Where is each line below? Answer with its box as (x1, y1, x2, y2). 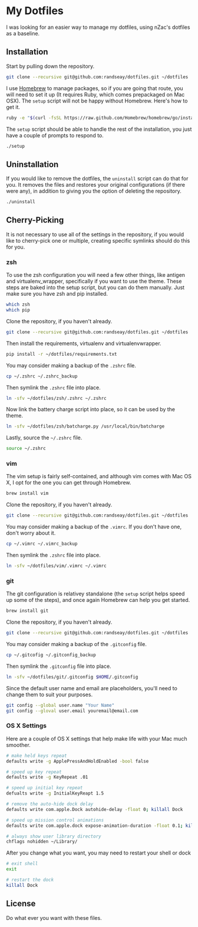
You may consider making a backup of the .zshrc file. (6, 362, 137, 369)
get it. (6, 103, 21, 110)
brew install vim (6, 491, 49, 496)
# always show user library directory (6, 833, 101, 839)
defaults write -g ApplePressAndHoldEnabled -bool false (6, 758, 149, 764)
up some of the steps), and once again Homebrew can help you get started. (6, 597, 190, 604)
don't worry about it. (6, 529, 56, 537)
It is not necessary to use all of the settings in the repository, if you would (6, 231, 184, 238)
